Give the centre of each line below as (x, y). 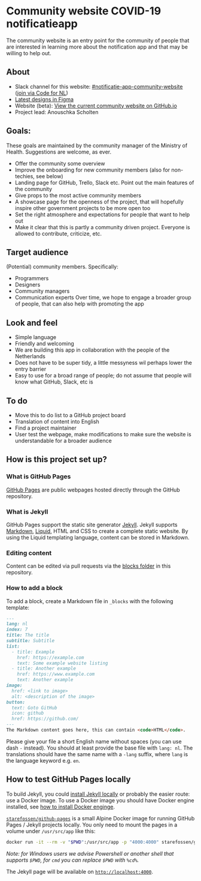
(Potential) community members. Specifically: (62, 267)
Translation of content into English (57, 422)
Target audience (37, 252)
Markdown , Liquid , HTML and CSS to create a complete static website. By (97, 531)
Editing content (29, 553)
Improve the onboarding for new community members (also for (92, 170)
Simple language (36, 337)
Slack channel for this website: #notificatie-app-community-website (99, 86)
